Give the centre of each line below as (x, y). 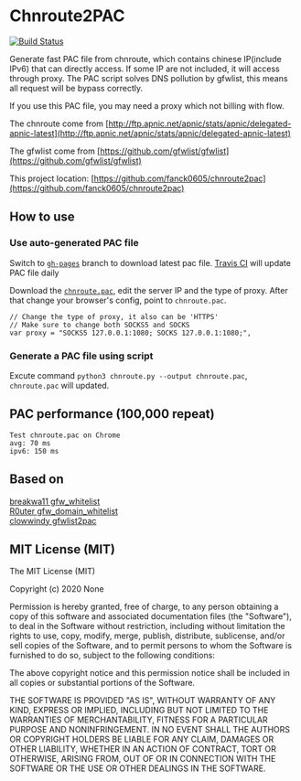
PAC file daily (34, 273)
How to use (42, 217)
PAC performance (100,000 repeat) (112, 414)
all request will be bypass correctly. (76, 88)
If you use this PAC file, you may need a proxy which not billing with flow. (147, 105)
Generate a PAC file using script (81, 356)
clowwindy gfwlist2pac (53, 520)
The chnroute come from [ (59, 123)
